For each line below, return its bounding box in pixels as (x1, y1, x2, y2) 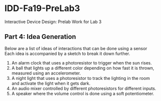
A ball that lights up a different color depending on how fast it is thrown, (11, 65, 154, 71)
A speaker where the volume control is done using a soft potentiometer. (11, 90, 154, 96)
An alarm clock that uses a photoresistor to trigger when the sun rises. (11, 60, 152, 65)
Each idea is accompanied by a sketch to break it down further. (4, 50, 131, 56)
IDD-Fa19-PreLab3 (4, 3, 80, 14)
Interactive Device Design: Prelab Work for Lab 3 (4, 19, 102, 25)
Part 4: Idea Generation (4, 33, 76, 41)
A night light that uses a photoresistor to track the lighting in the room (11, 75, 150, 81)
